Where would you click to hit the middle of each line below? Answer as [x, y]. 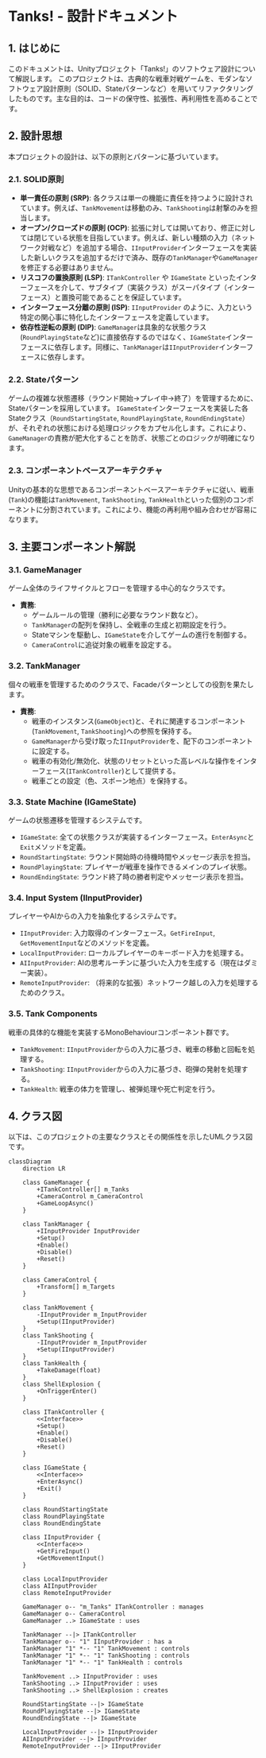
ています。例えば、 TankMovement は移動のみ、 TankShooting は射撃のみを [135, 208]
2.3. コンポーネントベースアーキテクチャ [85, 471]
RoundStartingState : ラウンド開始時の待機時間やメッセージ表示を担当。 [137, 856]
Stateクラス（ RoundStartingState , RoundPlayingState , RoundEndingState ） [129, 418]
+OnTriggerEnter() [67, 1391]
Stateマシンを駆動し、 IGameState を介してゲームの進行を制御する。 [141, 635]
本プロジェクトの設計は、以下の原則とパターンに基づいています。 [116, 157]
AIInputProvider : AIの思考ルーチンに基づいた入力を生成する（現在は [132, 963]
